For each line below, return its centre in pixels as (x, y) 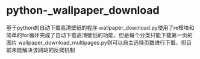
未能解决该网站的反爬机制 (43, 50)
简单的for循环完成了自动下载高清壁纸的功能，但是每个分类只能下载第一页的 (99, 35)
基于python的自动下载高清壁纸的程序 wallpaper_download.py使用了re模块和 (100, 27)
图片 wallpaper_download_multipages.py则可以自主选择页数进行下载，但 (96, 42)
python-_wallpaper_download (83, 10)
